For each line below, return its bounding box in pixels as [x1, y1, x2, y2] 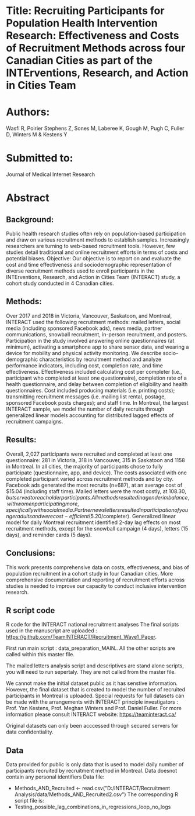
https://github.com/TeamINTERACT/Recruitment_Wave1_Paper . [6, 633, 157, 641]
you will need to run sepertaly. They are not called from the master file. [6, 669, 176, 676]
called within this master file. [6, 651, 75, 658]
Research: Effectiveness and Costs [6, 29, 179, 42]
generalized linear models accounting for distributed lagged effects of [6, 411, 174, 419]
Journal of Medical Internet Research [6, 171, 95, 178]
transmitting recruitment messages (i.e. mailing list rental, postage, [6, 393, 166, 400]
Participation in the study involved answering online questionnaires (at [6, 337, 175, 344]
